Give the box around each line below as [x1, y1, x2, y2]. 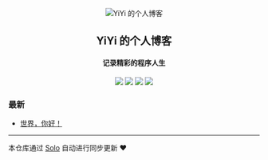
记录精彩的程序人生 [102, 58, 166, 67]
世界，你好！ [19, 118, 62, 128]
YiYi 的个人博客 [96, 34, 172, 48]
